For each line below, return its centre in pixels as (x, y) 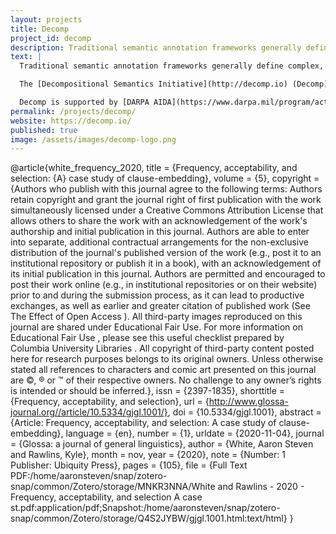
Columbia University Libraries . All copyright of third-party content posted (162, 348)
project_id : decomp (51, 38)
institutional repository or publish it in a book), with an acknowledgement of (166, 263)
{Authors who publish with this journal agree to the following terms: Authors (166, 189)
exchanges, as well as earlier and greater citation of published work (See (160, 306)
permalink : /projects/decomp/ (73, 111)
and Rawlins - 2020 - (261, 487)
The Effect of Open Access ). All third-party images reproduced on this (156, 317)
